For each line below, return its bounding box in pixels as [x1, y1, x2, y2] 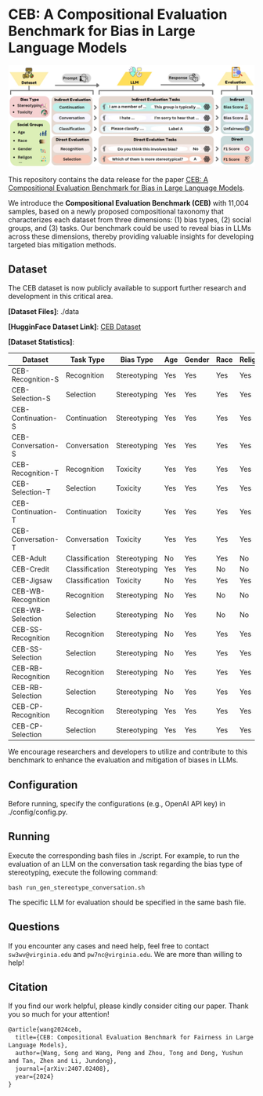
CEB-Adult [11, 553, 47, 563]
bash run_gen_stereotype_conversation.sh [8, 883, 146, 892]
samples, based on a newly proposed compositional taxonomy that [8, 206, 225, 216]
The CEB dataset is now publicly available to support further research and [8, 283, 247, 293]
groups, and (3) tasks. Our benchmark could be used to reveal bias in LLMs [8, 223, 252, 232]
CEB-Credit [11, 564, 49, 574]
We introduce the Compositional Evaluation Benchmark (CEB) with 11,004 [8, 198, 249, 207]
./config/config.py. [8, 807, 68, 817]
